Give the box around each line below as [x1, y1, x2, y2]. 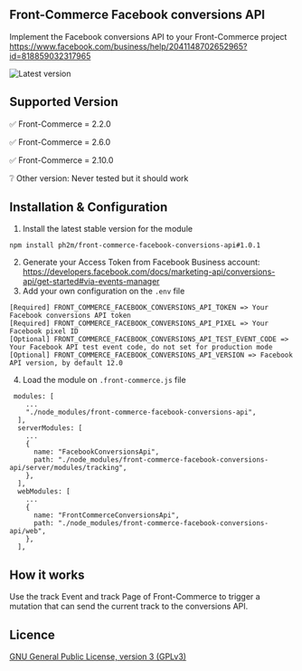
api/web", [9, 527, 47, 536]
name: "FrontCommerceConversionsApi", [33, 511, 180, 520]
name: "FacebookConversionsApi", [33, 447, 160, 456]
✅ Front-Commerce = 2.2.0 [9, 118, 111, 129]
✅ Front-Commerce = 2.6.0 [9, 136, 111, 148]
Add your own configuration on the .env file [22, 285, 185, 297]
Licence [9, 627, 56, 642]
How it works [9, 567, 85, 582]
